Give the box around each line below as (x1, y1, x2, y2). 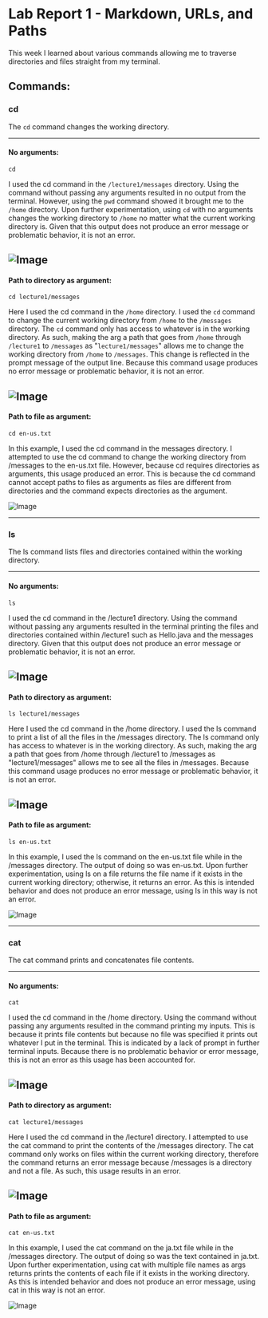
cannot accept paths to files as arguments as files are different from (8, 478, 232, 487)
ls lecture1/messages (8, 710, 81, 718)
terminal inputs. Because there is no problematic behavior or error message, (8, 1047, 259, 1056)
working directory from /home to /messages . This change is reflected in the (8, 349, 250, 359)
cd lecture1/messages (8, 293, 81, 302)
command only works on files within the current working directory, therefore (8, 1149, 259, 1158)
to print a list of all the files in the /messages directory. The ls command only (8, 732, 260, 742)
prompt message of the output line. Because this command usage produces (8, 358, 258, 368)
